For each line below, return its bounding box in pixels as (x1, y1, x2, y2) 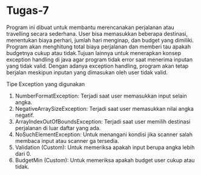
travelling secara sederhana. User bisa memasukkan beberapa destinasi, (6, 30, 188, 37)
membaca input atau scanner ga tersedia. (15, 137, 119, 144)
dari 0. (15, 150, 31, 157)
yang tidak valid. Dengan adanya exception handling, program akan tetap (6, 62, 189, 70)
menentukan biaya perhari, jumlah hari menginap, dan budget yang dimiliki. (6, 36, 194, 44)
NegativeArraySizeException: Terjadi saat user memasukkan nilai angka (15, 105, 194, 112)
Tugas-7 (6, 4, 50, 18)
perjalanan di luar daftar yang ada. (15, 124, 101, 131)
